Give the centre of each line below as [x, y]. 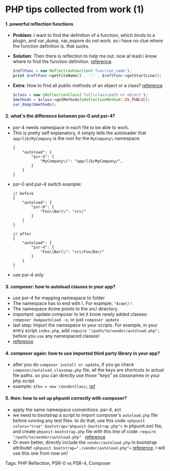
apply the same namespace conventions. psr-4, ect [67, 409]
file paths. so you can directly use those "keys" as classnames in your [86, 376]
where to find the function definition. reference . [63, 62]
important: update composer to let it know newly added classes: [80, 314]
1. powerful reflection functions [39, 24]
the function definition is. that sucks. [51, 46]
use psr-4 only [28, 275]
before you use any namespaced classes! [56, 336]
